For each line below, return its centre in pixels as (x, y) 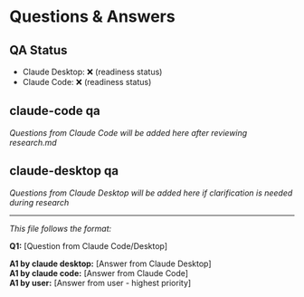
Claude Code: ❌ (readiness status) (87, 82)
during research (39, 202)
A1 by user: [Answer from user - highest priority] (100, 283)
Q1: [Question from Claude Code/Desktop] (89, 245)
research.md (33, 142)
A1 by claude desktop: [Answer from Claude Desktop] (110, 263)
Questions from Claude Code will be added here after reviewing (128, 132)
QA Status (38, 50)
